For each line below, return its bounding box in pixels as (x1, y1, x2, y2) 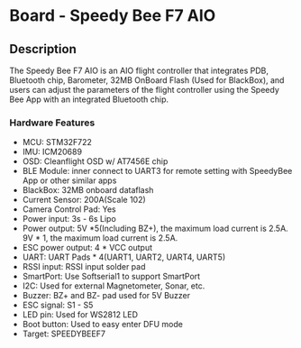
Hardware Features (9, 116, 96, 129)
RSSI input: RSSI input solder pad (22, 261, 146, 272)
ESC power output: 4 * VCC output (22, 243, 153, 253)
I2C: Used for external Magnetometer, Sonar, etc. (22, 280, 205, 291)
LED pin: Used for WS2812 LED (22, 309, 138, 320)
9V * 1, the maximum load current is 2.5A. (22, 233, 178, 243)
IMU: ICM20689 (22, 146, 83, 158)
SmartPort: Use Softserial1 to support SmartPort (22, 271, 201, 282)
